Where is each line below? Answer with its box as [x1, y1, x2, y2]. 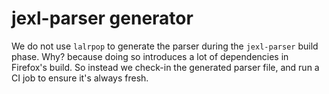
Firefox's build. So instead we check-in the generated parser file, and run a [11, 61, 320, 73]
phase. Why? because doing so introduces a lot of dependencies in [11, 50, 289, 62]
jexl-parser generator [11, 7, 194, 30]
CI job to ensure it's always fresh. [11, 72, 149, 84]
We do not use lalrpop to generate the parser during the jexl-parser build [11, 40, 319, 52]
